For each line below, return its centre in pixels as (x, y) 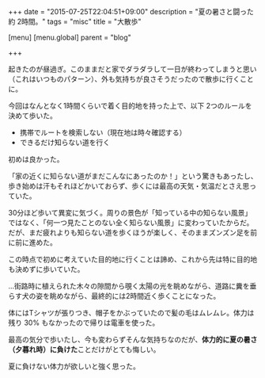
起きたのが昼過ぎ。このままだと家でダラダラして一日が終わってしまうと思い (132, 69)
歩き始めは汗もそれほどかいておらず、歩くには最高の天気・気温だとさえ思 (129, 186)
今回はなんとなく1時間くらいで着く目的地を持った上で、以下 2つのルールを (130, 106)
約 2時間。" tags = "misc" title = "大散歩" (75, 21)
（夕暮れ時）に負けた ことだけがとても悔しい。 (84, 349)
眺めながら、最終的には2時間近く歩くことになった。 (135, 296)
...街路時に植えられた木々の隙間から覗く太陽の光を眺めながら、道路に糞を (129, 286)
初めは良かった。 (36, 159)
